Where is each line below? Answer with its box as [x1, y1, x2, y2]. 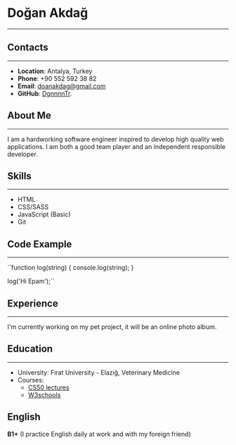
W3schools [27, 390, 61, 399]
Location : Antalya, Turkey [17, 67, 93, 75]
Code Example [7, 238, 72, 250]
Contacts [7, 41, 49, 53]
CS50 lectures [27, 383, 70, 392]
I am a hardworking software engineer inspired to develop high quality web [7, 135, 224, 143]
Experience [7, 297, 58, 309]
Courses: [17, 375, 44, 384]
